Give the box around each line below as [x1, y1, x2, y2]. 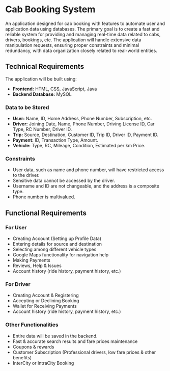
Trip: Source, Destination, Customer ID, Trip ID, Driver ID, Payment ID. [12, 131, 159, 138]
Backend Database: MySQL [12, 91, 72, 97]
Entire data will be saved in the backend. [12, 333, 98, 339]
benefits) [12, 354, 32, 360]
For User [5, 224, 27, 231]
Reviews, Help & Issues [12, 262, 62, 269]
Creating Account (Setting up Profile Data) [12, 235, 102, 242]
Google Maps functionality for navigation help [12, 252, 109, 258]
